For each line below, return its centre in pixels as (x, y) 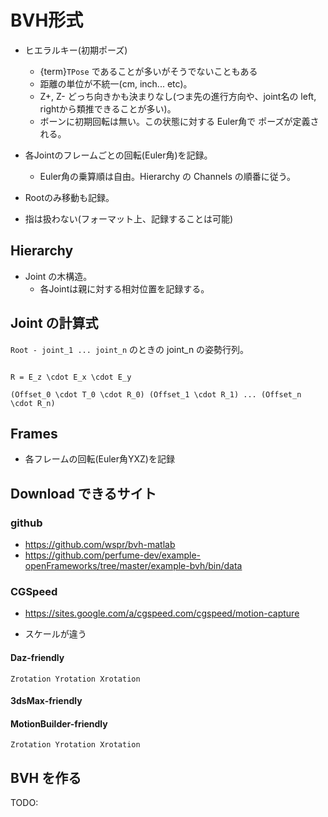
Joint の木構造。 (58, 276)
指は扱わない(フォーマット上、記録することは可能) (129, 218)
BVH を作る (46, 777)
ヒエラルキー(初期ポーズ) (76, 50)
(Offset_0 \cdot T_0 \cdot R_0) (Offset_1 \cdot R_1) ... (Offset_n (156, 394)
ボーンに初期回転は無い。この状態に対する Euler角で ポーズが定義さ (179, 121)
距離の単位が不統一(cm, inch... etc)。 (116, 83)
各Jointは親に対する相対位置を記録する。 (124, 288)
